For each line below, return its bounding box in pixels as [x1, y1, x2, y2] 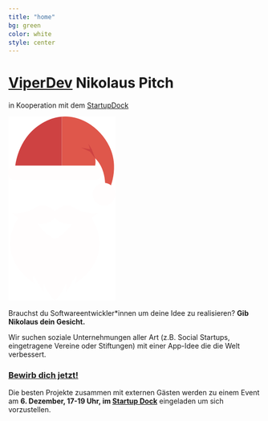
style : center [8, 39, 56, 47]
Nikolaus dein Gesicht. [8, 317, 86, 327]
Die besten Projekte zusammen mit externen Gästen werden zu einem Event [8, 388, 260, 398]
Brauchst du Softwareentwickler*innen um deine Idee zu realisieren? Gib [8, 309, 249, 318]
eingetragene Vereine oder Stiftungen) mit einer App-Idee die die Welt [8, 341, 241, 351]
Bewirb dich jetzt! [8, 370, 79, 381]
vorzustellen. [8, 405, 51, 415]
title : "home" [8, 13, 56, 21]
